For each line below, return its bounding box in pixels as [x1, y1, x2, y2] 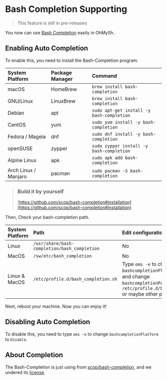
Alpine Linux [7, 157, 37, 164]
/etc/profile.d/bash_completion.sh [33, 276, 118, 282]
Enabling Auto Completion [5, 44, 88, 53]
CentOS [7, 121, 26, 128]
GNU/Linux [7, 97, 33, 104]
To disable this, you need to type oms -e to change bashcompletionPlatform [5, 331, 159, 337]
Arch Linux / [7, 167, 36, 174]
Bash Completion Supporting [5, 3, 128, 15]
